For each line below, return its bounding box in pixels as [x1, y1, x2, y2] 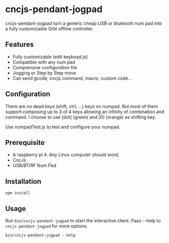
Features [5, 40, 34, 49]
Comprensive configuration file [12, 64, 77, 70]
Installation [5, 177, 41, 185]
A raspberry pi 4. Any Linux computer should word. [12, 152, 120, 158]
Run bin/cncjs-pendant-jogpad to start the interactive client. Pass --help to [5, 218, 161, 223]
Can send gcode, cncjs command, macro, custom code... [12, 75, 133, 81]
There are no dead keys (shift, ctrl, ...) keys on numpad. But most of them [5, 103, 158, 109]
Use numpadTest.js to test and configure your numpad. [5, 124, 120, 130]
